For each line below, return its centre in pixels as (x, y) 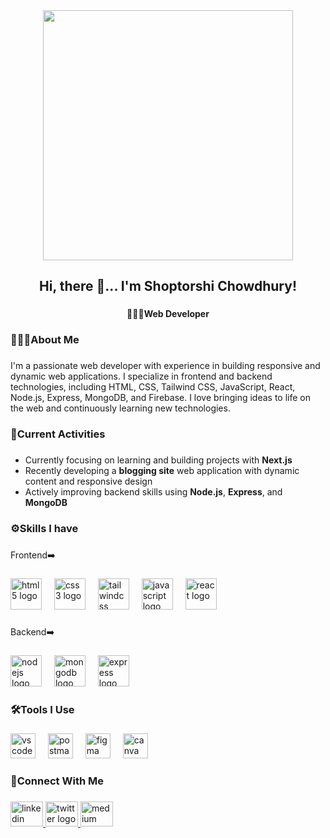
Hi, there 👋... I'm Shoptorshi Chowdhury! (168, 286)
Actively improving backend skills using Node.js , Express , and (153, 492)
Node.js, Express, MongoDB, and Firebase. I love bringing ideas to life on (161, 398)
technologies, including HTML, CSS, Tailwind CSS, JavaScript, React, (153, 387)
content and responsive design (88, 481)
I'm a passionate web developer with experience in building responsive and (165, 366)
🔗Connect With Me (57, 781)
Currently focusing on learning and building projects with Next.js (158, 460)
